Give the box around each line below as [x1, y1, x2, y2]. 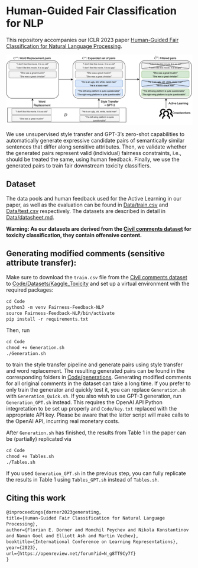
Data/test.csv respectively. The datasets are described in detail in [6, 207, 166, 214]
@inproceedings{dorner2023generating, [6, 509, 102, 515]
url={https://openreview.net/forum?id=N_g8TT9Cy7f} [6, 551, 136, 557]
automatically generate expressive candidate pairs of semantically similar [6, 137, 185, 144]
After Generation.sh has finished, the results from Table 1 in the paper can [6, 429, 186, 436]
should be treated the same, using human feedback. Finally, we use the [6, 156, 180, 163]
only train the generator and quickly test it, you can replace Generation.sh [6, 386, 186, 393]
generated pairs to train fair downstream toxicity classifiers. [6, 162, 151, 169]
